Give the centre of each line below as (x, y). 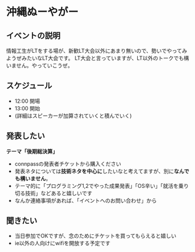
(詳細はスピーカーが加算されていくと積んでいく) (73, 116)
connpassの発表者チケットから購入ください (68, 164)
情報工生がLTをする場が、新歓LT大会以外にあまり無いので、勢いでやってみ (97, 51)
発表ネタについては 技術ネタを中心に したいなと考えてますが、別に (94, 171)
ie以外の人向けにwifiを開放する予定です (62, 243)
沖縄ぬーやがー (42, 12)
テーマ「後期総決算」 (32, 151)
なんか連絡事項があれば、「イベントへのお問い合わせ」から (86, 200)
